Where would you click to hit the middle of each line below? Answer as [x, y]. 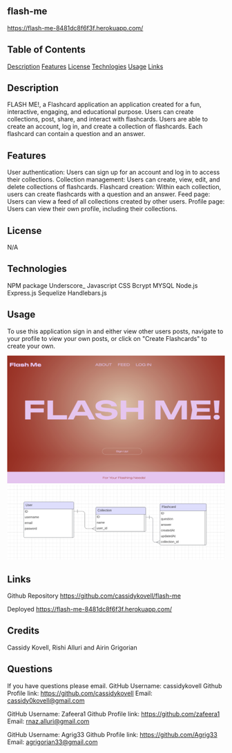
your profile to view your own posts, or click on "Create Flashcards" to [107, 338]
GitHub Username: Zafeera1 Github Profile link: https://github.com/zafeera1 [114, 714]
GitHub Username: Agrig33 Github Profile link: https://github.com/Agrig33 [112, 734]
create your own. [31, 346]
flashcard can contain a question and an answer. [76, 134]
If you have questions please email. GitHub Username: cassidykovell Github [115, 685]
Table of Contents [47, 50]
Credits [23, 631]
